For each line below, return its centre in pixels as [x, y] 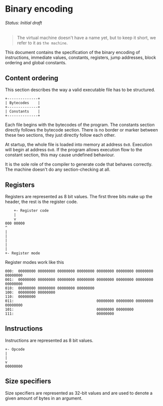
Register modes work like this [35, 262]
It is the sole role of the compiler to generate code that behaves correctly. [79, 165]
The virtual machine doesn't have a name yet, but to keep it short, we [86, 38]
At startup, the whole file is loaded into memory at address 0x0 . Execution [79, 145]
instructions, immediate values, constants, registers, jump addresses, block [81, 57]
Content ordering [32, 78]
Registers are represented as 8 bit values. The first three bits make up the [79, 197]
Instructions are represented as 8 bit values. [49, 340]
